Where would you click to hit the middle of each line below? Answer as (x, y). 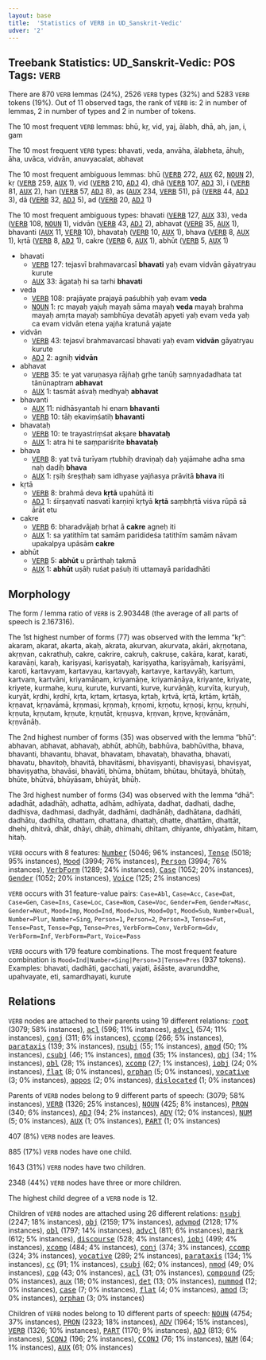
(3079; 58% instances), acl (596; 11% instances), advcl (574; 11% (118, 1029)
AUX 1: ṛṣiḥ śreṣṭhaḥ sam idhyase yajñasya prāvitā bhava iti (128, 476)
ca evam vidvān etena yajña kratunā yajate (102, 324)
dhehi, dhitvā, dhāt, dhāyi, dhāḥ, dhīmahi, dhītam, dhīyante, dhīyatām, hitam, (133, 829)
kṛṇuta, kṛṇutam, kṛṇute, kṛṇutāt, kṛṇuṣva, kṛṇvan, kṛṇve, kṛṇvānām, (119, 713)
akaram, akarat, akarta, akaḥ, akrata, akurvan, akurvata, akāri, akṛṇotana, (128, 645)
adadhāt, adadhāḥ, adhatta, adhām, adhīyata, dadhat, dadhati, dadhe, (122, 803)
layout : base (30, 16)
